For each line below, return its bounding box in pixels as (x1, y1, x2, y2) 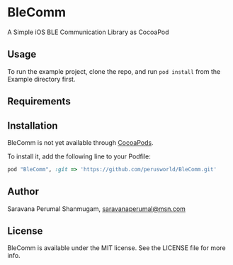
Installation (7, 119, 58, 131)
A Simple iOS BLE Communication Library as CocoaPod (7, 28, 169, 36)
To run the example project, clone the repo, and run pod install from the (7, 67, 221, 75)
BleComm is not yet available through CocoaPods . (7, 138, 154, 146)
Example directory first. (7, 75, 76, 83)
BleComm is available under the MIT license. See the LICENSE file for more (7, 244, 226, 252)
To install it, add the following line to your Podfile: (7, 152, 151, 161)
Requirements (7, 95, 71, 107)
